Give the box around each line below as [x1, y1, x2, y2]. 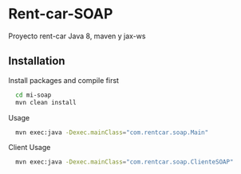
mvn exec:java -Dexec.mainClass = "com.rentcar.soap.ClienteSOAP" [15, 158, 234, 166]
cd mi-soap [15, 91, 52, 99]
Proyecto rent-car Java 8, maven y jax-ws [8, 31, 146, 41]
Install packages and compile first [8, 75, 120, 85]
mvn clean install [15, 98, 77, 106]
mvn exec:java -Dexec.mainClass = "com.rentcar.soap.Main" [15, 129, 209, 136]
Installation [8, 54, 65, 68]
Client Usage [8, 143, 51, 152]
